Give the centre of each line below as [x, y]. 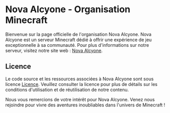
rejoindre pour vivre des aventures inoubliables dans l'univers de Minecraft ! [85, 105]
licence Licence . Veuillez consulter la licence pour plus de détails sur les [81, 84]
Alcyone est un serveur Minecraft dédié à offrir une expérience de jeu [79, 40]
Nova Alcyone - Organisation [68, 9]
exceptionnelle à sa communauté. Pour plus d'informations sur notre [77, 45]
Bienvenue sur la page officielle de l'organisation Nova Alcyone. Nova [78, 34]
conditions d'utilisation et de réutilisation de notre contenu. [67, 90]
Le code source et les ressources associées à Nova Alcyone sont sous [80, 79]
